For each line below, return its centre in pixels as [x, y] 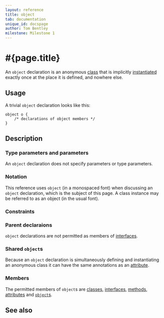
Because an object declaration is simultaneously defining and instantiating [82, 260]
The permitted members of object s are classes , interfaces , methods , [76, 289]
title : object [20, 15]
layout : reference [24, 10]
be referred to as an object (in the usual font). [52, 198]
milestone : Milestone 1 [30, 33]
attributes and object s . [29, 294]
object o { [17, 114]
